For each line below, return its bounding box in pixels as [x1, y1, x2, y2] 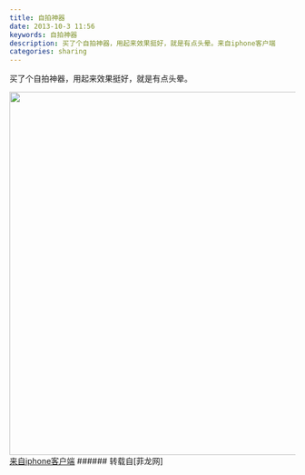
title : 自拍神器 [9, 13, 65, 23]
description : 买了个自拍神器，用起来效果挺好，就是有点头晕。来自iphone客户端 [9, 38, 276, 48]
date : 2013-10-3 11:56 [9, 22, 95, 31]
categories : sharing [9, 47, 88, 56]
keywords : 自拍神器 [9, 30, 78, 39]
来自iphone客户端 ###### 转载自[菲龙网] [9, 456, 163, 467]
